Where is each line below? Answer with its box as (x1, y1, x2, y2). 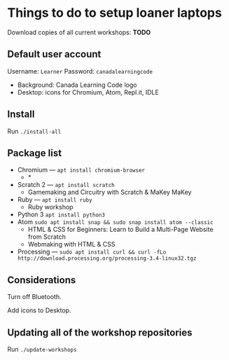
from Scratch (27, 233, 67, 241)
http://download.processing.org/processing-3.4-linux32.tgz (17, 255, 197, 262)
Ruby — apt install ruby (17, 195, 92, 204)
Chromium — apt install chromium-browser (17, 166, 146, 174)
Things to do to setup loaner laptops (7, 5, 222, 21)
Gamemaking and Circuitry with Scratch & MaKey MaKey (27, 188, 192, 197)
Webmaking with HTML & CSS (27, 240, 116, 249)
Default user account (7, 48, 102, 60)
